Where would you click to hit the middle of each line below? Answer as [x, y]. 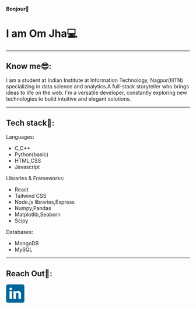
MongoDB [27, 243]
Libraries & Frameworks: [35, 178]
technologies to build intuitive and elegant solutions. [69, 99]
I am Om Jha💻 [42, 33]
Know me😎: [29, 66]
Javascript [27, 167]
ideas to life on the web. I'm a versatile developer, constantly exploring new [97, 93]
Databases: [20, 232]
